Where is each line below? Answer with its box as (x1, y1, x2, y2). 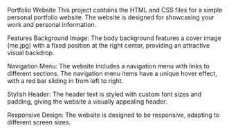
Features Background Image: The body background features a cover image (7, 34, 221, 42)
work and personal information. (7, 21, 97, 28)
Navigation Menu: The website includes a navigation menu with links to (7, 62, 210, 70)
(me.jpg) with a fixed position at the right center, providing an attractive (7, 41, 210, 49)
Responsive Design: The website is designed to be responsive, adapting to (7, 111, 220, 119)
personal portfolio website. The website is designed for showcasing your (7, 13, 214, 21)
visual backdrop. (7, 48, 55, 57)
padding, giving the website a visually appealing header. (7, 97, 167, 106)
